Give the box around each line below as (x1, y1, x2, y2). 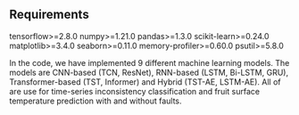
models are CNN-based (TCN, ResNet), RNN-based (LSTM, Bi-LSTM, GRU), (9, 67, 288, 78)
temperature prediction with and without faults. (9, 95, 182, 106)
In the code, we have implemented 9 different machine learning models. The (9, 57, 290, 68)
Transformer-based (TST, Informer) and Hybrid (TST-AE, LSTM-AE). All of (9, 76, 281, 87)
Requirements (9, 7, 89, 22)
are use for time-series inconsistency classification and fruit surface (9, 86, 261, 96)
